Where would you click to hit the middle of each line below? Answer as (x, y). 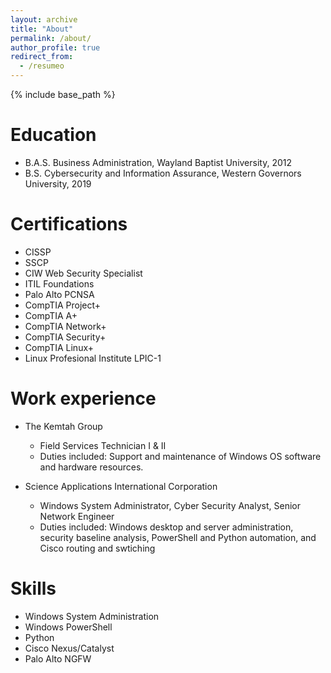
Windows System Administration (92, 616)
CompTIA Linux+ (59, 347)
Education (53, 135)
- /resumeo (42, 66)
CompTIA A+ (51, 315)
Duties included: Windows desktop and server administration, (166, 527)
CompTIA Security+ (65, 337)
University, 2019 (58, 183)
